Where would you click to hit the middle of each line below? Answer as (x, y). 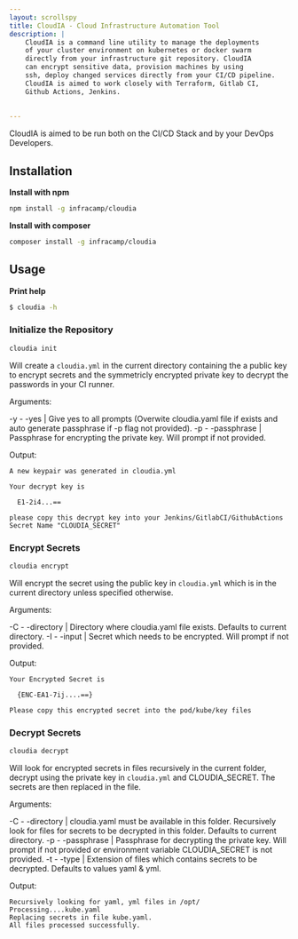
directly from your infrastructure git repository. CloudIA (138, 59)
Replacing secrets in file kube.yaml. (81, 918)
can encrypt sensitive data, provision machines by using (134, 68)
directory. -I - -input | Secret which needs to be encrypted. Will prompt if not (149, 636)
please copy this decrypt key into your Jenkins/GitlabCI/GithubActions (146, 517)
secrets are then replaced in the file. (75, 787)
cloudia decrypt (39, 752)
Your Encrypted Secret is (57, 679)
